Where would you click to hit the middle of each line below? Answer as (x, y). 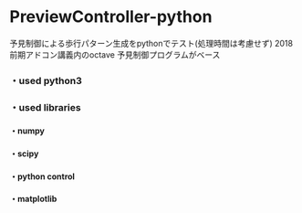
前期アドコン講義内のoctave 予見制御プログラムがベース (115, 54)
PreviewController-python (111, 17)
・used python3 (46, 80)
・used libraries (45, 107)
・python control (42, 176)
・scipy (24, 154)
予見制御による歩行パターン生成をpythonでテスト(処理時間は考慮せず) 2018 (151, 43)
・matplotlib (33, 199)
